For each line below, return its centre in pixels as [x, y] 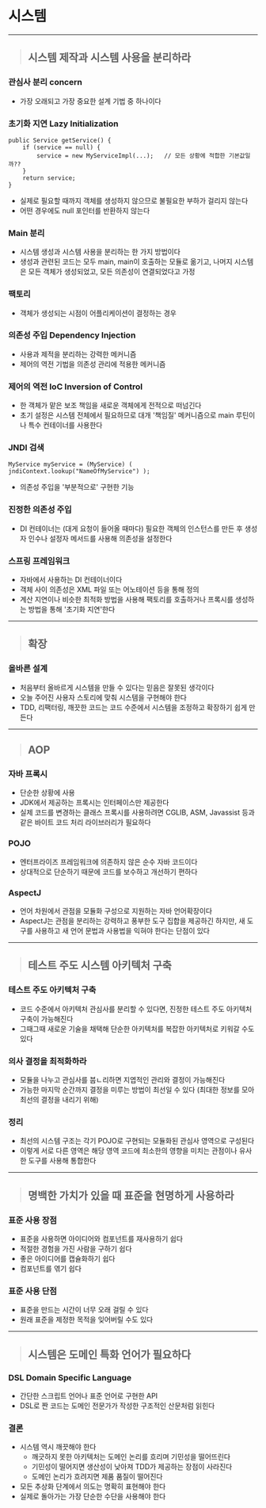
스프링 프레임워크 [39, 561]
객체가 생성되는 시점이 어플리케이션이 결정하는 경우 [98, 313]
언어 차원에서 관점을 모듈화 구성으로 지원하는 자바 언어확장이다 [116, 911]
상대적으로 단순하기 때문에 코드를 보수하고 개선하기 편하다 [108, 872]
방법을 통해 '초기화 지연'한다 [72, 609]
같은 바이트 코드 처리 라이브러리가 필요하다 [85, 823]
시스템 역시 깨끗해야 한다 [58, 1447]
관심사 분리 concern [46, 82]
